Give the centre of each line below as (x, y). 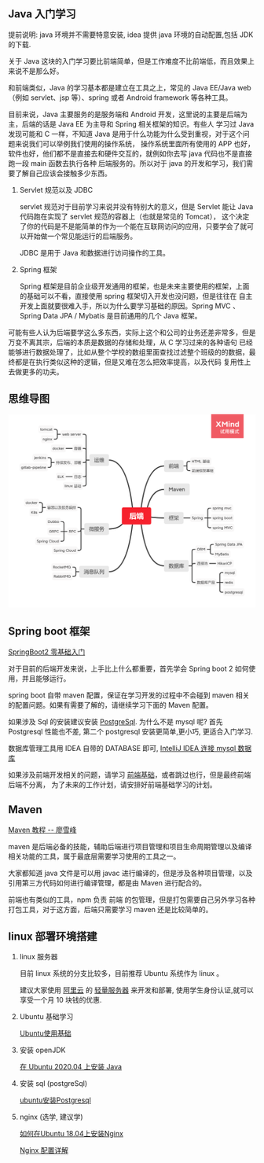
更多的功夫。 (42, 371)
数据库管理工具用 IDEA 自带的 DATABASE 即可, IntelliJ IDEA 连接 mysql (122, 748)
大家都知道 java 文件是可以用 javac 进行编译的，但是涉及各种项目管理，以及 (130, 873)
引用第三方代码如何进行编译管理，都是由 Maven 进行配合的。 (107, 882)
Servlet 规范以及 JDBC (56, 190)
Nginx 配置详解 (44, 1150)
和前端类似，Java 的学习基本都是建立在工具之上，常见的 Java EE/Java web (130, 87)
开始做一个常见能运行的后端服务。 (82, 236)
